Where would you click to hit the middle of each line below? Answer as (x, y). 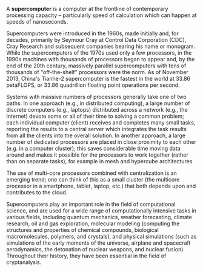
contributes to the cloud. (37, 192)
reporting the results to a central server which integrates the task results (96, 129)
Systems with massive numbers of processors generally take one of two (96, 97)
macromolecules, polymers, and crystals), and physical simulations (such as (101, 236)
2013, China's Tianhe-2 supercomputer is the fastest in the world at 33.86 (98, 79)
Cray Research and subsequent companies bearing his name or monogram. (101, 46)
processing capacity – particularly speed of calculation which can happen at (101, 15)
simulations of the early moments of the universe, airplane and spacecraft (98, 243)
